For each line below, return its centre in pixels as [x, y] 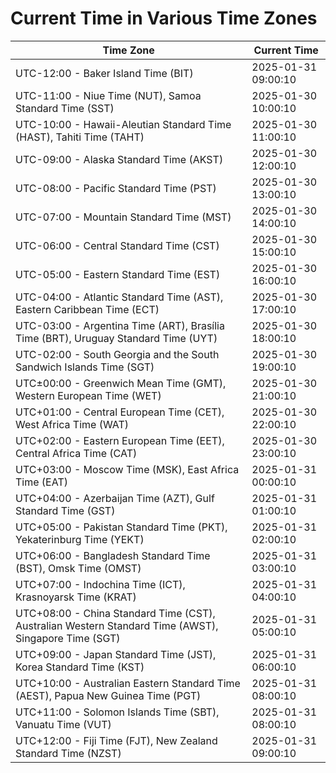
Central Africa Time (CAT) [76, 453]
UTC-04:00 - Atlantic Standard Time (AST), [119, 297]
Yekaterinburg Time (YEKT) [80, 539]
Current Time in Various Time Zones [164, 18]
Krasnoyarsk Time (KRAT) [76, 597]
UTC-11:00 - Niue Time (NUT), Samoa [108, 95]
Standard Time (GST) [65, 510]
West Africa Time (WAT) [72, 424]
